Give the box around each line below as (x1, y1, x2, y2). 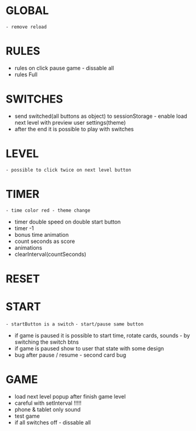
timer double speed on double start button (14, 218, 121, 225)
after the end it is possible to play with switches (14, 125, 135, 132)
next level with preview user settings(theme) (14, 118, 126, 126)
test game (14, 412, 40, 419)
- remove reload (5, 24, 47, 30)
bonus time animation (14, 231, 69, 238)
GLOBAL (5, 4, 49, 18)
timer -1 (14, 224, 34, 232)
